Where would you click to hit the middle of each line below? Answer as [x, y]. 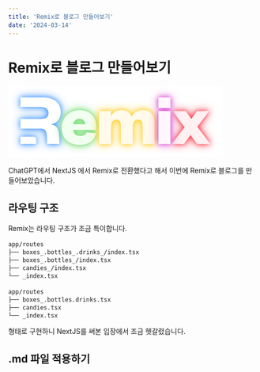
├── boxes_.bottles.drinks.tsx [60, 300]
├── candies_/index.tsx [47, 268]
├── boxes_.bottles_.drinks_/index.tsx [74, 252]
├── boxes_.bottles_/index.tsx [60, 260]
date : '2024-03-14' [40, 25]
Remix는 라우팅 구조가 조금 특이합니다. [68, 229]
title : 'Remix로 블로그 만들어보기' [61, 17]
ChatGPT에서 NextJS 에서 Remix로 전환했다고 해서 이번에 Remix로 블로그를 [126, 171]
